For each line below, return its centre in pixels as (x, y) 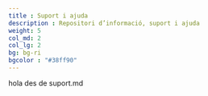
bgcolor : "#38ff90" (43, 61)
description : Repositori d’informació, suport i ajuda (104, 23)
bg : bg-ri (25, 53)
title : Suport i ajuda (48, 16)
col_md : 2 (25, 38)
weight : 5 (25, 30)
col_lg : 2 (25, 46)
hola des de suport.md (46, 83)
